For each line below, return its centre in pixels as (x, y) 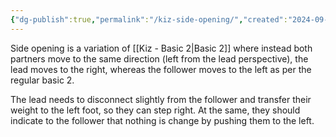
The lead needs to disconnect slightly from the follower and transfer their (161, 99)
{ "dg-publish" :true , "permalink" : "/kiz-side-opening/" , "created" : (149, 19)
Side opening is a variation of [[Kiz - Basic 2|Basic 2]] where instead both (161, 48)
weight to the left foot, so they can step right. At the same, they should (155, 110)
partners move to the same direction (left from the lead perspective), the (159, 58)
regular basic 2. (42, 80)
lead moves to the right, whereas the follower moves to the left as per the (161, 69)
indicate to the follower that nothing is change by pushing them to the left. (162, 120)
